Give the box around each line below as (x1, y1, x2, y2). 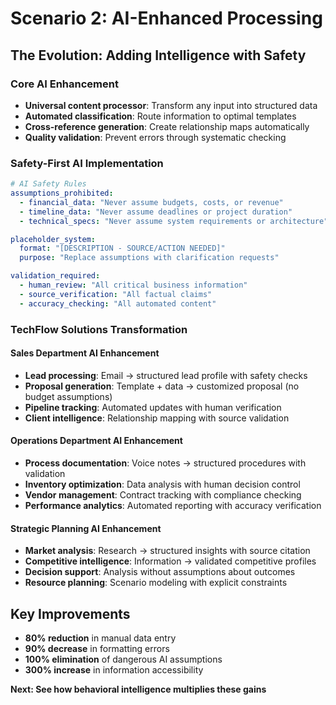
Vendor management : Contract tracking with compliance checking (24, 489, 302, 501)
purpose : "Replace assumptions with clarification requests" (19, 253, 280, 263)
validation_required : (10, 271, 101, 281)
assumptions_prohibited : (10, 188, 114, 199)
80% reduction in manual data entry (24, 632, 177, 644)
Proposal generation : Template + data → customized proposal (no (24, 380, 300, 392)
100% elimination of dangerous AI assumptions (24, 653, 223, 666)
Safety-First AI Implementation (10, 156, 164, 170)
